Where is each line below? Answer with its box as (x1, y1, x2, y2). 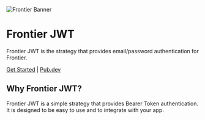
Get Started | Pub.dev (6, 66, 61, 73)
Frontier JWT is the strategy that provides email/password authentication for (6, 47, 199, 54)
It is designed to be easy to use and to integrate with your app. (6, 106, 164, 113)
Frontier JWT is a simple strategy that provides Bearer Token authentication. (6, 100, 199, 107)
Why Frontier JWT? (6, 83, 83, 94)
